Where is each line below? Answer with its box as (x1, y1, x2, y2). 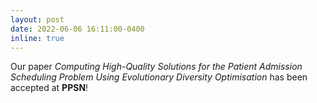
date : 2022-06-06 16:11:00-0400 (10, 24, 145, 34)
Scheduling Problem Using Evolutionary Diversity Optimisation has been (10, 71, 308, 83)
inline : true (10, 33, 65, 43)
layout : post (10, 14, 65, 25)
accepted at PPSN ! (10, 82, 89, 94)
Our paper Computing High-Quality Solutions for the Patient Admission (10, 61, 303, 73)
